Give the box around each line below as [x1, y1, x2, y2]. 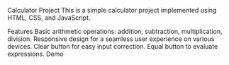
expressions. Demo [7, 49, 64, 58]
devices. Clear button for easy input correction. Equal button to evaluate [7, 42, 218, 50]
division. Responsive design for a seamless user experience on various [7, 35, 215, 43]
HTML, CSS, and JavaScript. [7, 13, 91, 22]
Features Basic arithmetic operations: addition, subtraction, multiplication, [7, 28, 223, 35]
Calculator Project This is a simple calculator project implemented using [7, 6, 217, 14]
